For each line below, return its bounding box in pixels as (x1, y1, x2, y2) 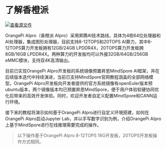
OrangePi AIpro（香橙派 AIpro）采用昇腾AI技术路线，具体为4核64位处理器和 (5, 32, 161, 38)
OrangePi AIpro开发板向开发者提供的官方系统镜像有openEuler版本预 (13, 80, 153, 86)
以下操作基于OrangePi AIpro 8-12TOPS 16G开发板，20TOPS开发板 (17, 132, 153, 138)
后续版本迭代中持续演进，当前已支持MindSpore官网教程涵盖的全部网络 (5, 74, 150, 80)
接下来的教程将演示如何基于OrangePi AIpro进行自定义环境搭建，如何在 (5, 109, 150, 115)
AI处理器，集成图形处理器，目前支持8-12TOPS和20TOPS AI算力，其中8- (5, 38, 153, 45)
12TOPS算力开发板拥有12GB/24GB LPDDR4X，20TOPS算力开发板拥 (5, 45, 144, 51)
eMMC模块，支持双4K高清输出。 (5, 57, 73, 63)
